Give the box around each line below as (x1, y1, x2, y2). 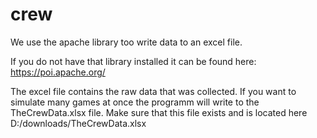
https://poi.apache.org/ (10, 66, 106, 78)
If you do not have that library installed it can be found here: (10, 55, 257, 67)
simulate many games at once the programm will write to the (10, 96, 260, 108)
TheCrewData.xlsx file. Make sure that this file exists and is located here (10, 106, 308, 118)
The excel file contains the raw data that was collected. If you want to (10, 85, 297, 97)
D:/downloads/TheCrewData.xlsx (10, 117, 147, 129)
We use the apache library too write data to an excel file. (10, 36, 243, 48)
